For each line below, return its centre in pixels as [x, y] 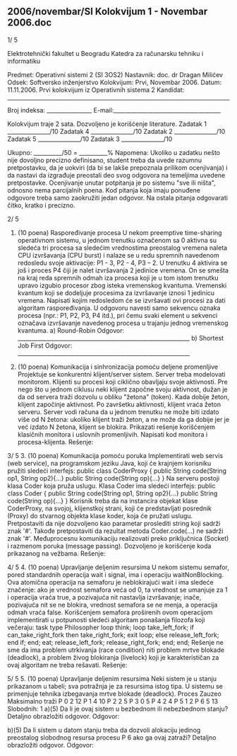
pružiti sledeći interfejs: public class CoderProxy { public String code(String [117, 471]
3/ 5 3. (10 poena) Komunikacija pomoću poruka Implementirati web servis [115, 455]
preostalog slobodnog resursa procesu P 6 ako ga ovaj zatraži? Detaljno [112, 737]
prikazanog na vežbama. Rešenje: [56, 553]
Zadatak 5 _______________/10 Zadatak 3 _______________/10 [90, 139]
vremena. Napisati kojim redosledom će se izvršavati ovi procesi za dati [121, 300]
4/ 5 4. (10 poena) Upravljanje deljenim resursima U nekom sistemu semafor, [118, 567]
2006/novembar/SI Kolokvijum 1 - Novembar [108, 12]
